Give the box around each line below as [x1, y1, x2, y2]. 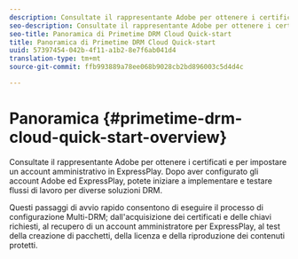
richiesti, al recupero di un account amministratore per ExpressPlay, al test [9, 221, 281, 232]
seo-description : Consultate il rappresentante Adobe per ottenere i [9, 21, 272, 30]
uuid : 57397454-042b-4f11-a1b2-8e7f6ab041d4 [9, 46, 176, 55]
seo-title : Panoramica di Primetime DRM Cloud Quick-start [9, 29, 232, 38]
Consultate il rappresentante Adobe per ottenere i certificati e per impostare [9, 156, 287, 167]
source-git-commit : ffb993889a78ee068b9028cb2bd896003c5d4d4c [9, 63, 244, 72]
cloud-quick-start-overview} [9, 128, 228, 147]
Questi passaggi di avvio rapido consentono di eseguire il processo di [9, 201, 264, 213]
